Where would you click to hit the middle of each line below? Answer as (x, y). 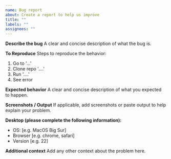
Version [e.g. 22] (30, 141)
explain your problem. (28, 110)
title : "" (16, 19)
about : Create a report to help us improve (52, 15)
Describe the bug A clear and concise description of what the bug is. (78, 43)
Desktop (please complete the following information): (63, 120)
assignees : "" (20, 29)
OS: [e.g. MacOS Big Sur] (39, 130)
